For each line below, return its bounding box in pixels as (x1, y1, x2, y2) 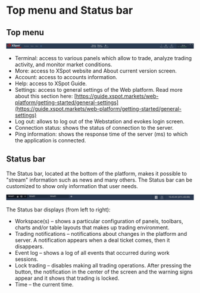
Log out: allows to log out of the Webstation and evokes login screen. (14, 118, 185, 125)
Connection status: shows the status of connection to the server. (14, 124, 174, 131)
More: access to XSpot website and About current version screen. (14, 67, 177, 74)
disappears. (14, 243, 45, 250)
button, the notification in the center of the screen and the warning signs (14, 269, 193, 276)
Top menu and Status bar (6, 4, 133, 17)
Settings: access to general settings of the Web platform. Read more (14, 86, 183, 93)
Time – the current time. (14, 281, 74, 288)
